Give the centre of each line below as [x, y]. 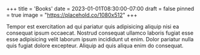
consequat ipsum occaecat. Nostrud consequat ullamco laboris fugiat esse [100, 33]
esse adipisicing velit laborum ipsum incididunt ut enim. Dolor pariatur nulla [100, 39]
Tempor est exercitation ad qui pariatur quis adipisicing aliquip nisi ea [93, 27]
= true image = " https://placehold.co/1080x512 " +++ [72, 15]
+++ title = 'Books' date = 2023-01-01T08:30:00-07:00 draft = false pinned [100, 9]
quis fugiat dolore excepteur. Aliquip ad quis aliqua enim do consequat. [95, 45]
